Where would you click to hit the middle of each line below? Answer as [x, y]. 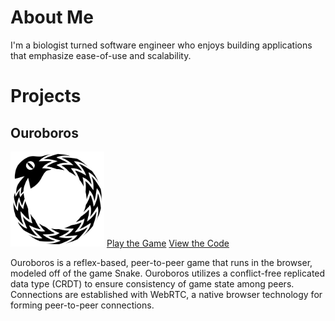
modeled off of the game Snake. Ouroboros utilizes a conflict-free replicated [168, 273]
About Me [52, 17]
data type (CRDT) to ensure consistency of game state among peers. [152, 284]
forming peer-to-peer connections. [82, 305]
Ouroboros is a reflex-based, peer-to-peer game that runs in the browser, [161, 263]
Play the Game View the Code [168, 243]
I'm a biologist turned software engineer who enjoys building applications [161, 45]
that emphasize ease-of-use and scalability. [101, 55]
